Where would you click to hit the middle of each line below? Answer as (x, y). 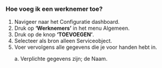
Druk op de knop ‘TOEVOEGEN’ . (54, 35)
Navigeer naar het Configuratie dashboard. (67, 22)
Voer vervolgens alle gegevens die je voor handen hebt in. (85, 47)
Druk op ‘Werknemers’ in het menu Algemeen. (72, 28)
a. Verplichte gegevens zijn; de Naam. (61, 59)
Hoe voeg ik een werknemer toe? (54, 9)
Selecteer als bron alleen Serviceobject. (63, 41)
